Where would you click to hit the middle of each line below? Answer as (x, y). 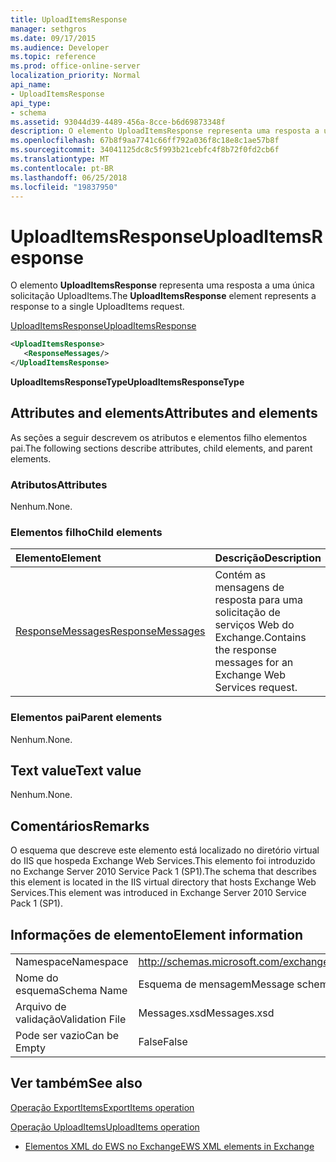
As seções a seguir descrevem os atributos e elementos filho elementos (159, 437)
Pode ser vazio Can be (67, 1036)
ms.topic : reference (53, 57)
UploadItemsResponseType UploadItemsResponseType (127, 382)
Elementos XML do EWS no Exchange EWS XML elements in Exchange (169, 1146)
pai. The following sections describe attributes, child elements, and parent (161, 448)
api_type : (31, 103)
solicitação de (247, 613)
